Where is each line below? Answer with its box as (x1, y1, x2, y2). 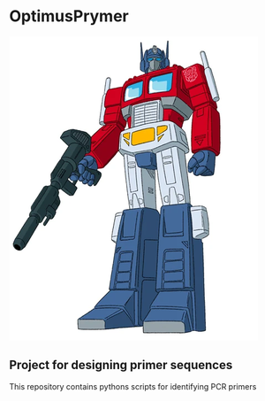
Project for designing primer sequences (9, 358, 233, 373)
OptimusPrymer (9, 6, 130, 27)
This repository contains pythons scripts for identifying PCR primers (9, 381, 257, 391)
